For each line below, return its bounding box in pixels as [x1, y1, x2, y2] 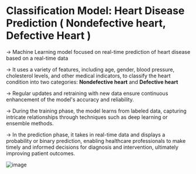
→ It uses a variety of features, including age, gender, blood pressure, [6, 66, 174, 73]
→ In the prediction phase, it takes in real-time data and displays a [6, 131, 166, 138]
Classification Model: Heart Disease [6, 4, 185, 18]
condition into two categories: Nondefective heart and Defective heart [6, 78, 178, 86]
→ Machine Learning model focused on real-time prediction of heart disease [6, 48, 191, 55]
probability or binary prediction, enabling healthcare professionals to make [6, 137, 186, 144]
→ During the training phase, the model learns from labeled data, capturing [6, 107, 187, 114]
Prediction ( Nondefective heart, [6, 16, 166, 30]
